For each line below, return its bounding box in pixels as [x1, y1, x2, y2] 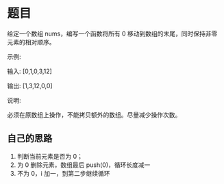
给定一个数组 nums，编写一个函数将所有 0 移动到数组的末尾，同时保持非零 [7, 29, 218, 38]
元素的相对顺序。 [7, 38, 55, 46]
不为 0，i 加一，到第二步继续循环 [16, 169, 110, 177]
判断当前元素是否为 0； [16, 152, 84, 160]
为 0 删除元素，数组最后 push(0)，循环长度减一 [16, 161, 151, 169]
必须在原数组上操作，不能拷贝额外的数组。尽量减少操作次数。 [7, 110, 182, 119]
